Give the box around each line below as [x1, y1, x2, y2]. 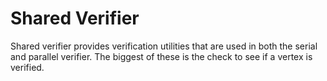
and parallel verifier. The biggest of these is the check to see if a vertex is [10, 50, 313, 62]
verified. [10, 61, 45, 73]
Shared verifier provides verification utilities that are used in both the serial [10, 40, 318, 52]
